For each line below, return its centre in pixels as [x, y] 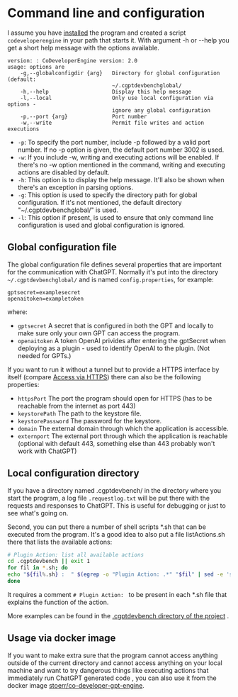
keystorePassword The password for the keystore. [90, 420]
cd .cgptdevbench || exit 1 [49, 562]
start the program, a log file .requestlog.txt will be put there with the [109, 498]
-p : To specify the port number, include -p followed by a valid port [114, 142]
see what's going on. [38, 513]
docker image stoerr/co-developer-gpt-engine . [76, 685]
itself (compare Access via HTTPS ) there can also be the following [104, 377]
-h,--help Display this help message [106, 91]
